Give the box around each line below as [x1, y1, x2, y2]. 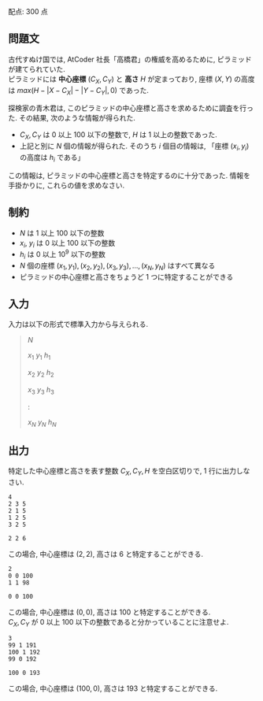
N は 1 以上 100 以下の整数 [19, 228, 105, 238]
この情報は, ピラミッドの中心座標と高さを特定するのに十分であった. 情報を [8, 170, 250, 180]
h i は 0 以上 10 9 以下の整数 [19, 248, 106, 261]
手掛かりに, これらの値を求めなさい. [8, 180, 125, 190]
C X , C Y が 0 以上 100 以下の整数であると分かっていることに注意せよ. [8, 618, 229, 629]
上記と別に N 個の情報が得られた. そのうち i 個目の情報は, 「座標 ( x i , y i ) [19, 141, 250, 152]
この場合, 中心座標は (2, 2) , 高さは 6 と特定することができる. [8, 550, 203, 559]
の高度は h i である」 [19, 153, 85, 164]
